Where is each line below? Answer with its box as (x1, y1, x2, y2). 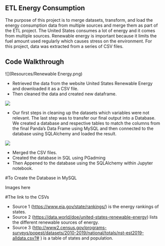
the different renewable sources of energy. (12, 219, 99, 225)
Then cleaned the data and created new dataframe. (12, 91, 117, 97)
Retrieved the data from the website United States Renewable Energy (12, 80, 153, 86)
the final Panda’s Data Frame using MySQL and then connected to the (12, 125, 154, 131)
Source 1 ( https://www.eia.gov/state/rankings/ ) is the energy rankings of (12, 204, 159, 209)
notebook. (12, 165, 33, 171)
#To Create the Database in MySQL (5, 175, 77, 181)
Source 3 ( (12, 224, 34, 230)
